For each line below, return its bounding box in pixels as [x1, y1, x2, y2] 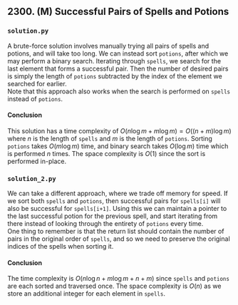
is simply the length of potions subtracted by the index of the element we [7, 71, 222, 81]
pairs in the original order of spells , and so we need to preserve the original [7, 234, 230, 243]
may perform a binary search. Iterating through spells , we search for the [7, 56, 222, 65]
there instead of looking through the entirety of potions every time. [7, 219, 204, 228]
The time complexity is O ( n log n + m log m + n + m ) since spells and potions [7, 274, 230, 283]
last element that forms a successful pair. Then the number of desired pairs [7, 64, 229, 73]
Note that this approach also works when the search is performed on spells [7, 87, 230, 95]
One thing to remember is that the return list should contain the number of [7, 227, 224, 236]
